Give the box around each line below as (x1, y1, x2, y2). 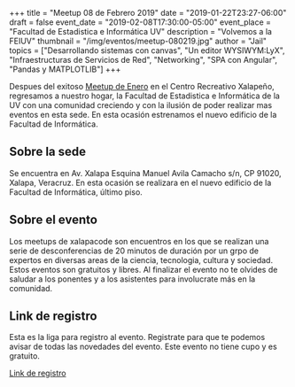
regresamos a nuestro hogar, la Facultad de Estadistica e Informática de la (9, 90, 281, 101)
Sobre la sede (9, 144, 87, 159)
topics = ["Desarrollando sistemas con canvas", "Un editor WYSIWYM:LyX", (9, 45, 285, 56)
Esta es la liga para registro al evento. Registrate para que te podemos (9, 332, 266, 343)
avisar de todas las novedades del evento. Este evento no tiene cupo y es (9, 341, 277, 352)
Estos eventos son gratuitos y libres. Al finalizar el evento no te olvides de (9, 264, 278, 275)
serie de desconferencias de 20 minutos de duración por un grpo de (9, 245, 260, 256)
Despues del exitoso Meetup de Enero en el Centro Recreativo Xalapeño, (9, 81, 275, 91)
